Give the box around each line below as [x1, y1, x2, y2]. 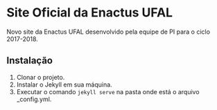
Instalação [6, 55, 53, 67]
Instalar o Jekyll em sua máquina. [16, 80, 112, 89]
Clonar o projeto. [16, 73, 65, 81]
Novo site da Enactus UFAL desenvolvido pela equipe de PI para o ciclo [6, 27, 211, 36]
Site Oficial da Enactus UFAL [6, 5, 173, 21]
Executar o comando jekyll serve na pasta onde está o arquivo [16, 87, 200, 96]
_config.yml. [16, 95, 52, 103]
